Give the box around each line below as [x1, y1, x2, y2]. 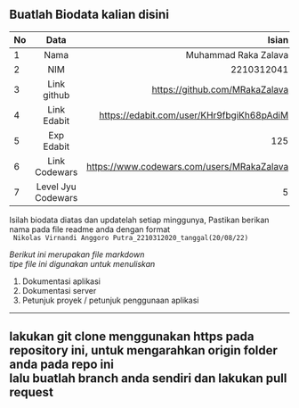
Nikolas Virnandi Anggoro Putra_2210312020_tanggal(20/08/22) [12, 233, 249, 242]
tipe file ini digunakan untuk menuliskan [9, 258, 156, 269]
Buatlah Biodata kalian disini [9, 7, 169, 22]
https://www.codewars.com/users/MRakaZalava [85, 160, 289, 172]
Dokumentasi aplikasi [21, 276, 101, 287]
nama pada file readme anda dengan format [9, 223, 171, 235]
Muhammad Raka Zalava [185, 48, 289, 61]
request [9, 385, 53, 400]
